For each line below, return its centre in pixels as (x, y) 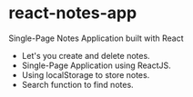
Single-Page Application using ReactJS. (96, 65)
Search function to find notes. (77, 84)
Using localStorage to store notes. (86, 74)
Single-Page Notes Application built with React (96, 38)
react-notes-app (73, 13)
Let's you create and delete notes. (86, 55)
